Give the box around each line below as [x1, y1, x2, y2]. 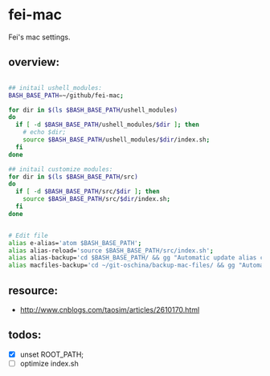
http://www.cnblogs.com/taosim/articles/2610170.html [19, 304, 200, 314]
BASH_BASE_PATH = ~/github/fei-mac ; [8, 91, 125, 100]
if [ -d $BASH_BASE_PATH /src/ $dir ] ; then [15, 187, 160, 196]
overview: [8, 55, 60, 69]
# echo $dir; [22, 129, 67, 137]
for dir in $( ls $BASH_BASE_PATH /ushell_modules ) [8, 106, 178, 114]
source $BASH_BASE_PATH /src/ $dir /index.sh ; [22, 195, 171, 203]
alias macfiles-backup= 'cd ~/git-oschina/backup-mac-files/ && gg [8, 261, 235, 270]
